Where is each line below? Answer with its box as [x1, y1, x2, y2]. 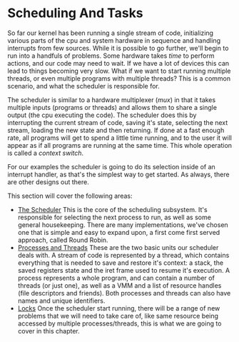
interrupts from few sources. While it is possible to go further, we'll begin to [7, 44, 229, 52]
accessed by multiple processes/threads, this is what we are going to [17, 319, 222, 328]
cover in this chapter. [17, 326, 80, 335]
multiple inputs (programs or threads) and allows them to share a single [7, 103, 218, 111]
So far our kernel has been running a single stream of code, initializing [7, 29, 214, 37]
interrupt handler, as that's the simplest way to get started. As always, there [7, 170, 230, 178]
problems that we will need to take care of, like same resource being [17, 311, 219, 320]
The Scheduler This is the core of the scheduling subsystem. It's [17, 205, 208, 213]
